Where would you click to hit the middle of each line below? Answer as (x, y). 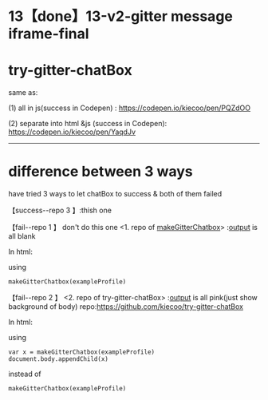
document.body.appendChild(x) (59, 359)
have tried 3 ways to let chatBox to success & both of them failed (115, 194)
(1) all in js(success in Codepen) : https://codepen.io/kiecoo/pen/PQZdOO (130, 108)
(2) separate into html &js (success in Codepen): (88, 124)
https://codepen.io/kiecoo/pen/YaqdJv (72, 132)
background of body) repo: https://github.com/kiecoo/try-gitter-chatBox (126, 307)
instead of (25, 374)
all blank (22, 236)
